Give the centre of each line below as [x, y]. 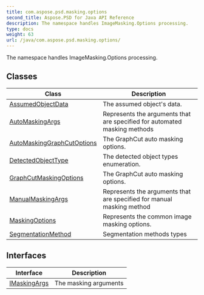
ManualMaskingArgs [39, 199]
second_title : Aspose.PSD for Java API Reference [70, 18]
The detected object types [141, 156]
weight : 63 [20, 35]
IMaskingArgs [29, 283]
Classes [22, 77]
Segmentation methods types [145, 234]
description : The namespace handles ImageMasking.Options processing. [97, 23]
